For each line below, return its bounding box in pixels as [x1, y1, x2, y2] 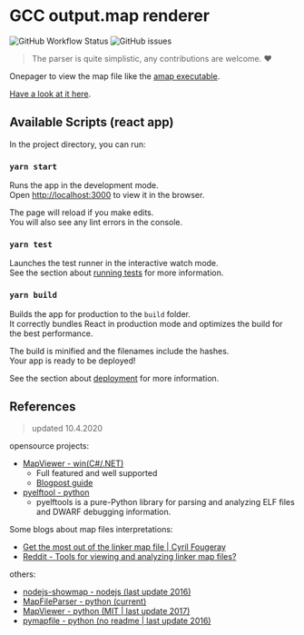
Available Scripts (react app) [9, 114, 174, 130]
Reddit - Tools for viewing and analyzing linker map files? [22, 551, 237, 562]
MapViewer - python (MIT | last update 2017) [22, 606, 191, 617]
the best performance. [9, 328, 93, 339]
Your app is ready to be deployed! [9, 355, 136, 366]
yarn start [9, 161, 57, 172]
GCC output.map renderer [9, 5, 211, 26]
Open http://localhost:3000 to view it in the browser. [9, 190, 205, 201]
